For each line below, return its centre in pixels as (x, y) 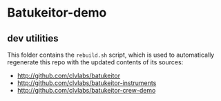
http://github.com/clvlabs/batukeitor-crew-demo (86, 90)
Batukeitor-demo (57, 13)
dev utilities (33, 38)
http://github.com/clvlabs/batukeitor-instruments (87, 83)
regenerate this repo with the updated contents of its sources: (95, 62)
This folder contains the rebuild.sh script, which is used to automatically (111, 55)
